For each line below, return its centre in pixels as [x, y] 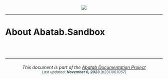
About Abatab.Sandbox [55, 32]
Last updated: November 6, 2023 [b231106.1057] [84, 72]
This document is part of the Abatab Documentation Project [84, 67]
